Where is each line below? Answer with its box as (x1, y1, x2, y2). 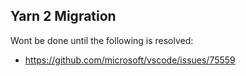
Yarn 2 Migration (10, 8, 117, 25)
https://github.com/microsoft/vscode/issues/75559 (24, 54, 236, 66)
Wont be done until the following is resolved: (10, 34, 194, 46)
